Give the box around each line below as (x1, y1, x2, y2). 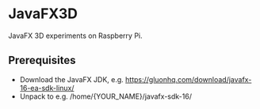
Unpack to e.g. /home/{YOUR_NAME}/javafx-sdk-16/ (19, 92, 193, 101)
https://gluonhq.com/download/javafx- (125, 74, 252, 84)
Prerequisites (8, 54, 76, 67)
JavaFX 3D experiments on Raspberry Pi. (8, 31, 143, 40)
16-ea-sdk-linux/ (19, 83, 75, 92)
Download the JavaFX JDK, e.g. (19, 74, 124, 84)
